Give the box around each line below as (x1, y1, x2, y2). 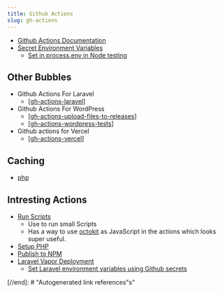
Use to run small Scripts (27, 219, 97, 228)
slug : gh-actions (7, 17, 58, 24)
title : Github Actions (7, 10, 73, 18)
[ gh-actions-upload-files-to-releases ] (27, 112, 137, 121)
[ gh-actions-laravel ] (27, 97, 86, 106)
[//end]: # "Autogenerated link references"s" (7, 278, 135, 286)
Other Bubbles (7, 71, 72, 83)
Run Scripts (17, 212, 51, 221)
